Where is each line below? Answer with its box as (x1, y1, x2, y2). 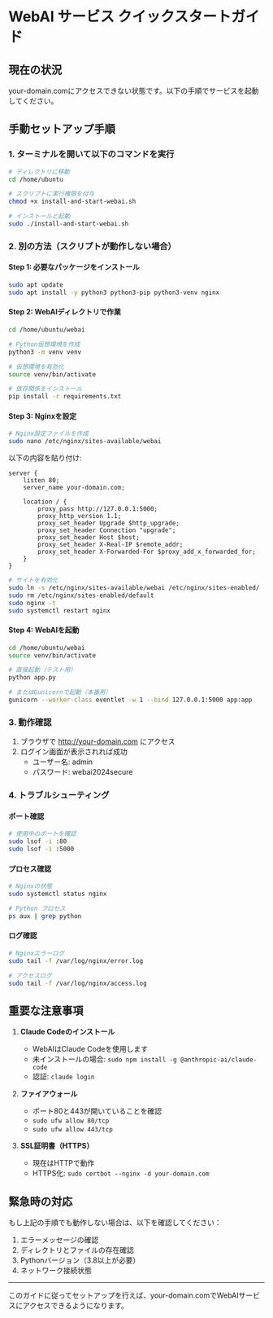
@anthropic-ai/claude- (180, 1056, 258, 1064)
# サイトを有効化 (8, 576, 58, 585)
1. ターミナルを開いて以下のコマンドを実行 (8, 148, 175, 160)
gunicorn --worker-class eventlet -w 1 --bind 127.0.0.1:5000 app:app (8, 696, 253, 705)
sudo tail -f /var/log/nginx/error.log (8, 956, 144, 965)
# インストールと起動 (8, 213, 71, 221)
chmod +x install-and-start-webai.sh (8, 197, 136, 206)
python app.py (8, 674, 57, 682)
